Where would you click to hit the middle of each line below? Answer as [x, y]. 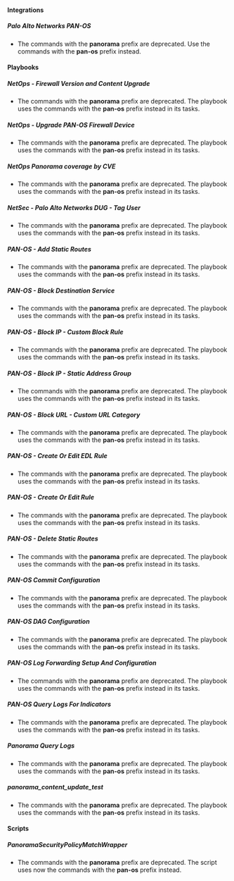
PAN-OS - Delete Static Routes [53, 538]
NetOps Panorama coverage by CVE [61, 166]
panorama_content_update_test [56, 787]
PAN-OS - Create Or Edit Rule [51, 498]
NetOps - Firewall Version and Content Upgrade [79, 83]
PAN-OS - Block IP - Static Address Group [70, 373]
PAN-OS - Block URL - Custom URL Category [74, 414]
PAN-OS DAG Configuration [48, 622]
